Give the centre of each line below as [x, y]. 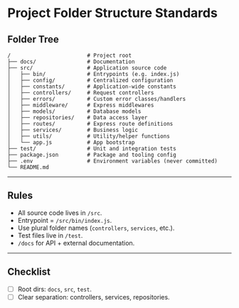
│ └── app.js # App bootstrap [71, 143]
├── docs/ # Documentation [71, 62]
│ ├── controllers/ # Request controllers [81, 93]
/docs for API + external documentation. [76, 243]
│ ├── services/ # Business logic [73, 130]
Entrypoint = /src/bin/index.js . [65, 220]
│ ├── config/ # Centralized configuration [90, 80]
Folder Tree [33, 39]
